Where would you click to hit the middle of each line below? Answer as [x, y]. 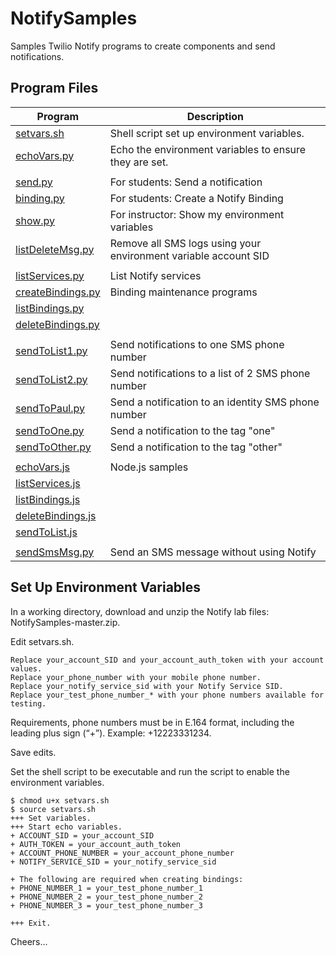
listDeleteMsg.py [55, 249]
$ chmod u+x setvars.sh [60, 800]
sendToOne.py [50, 430]
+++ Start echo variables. [66, 827]
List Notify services [155, 275]
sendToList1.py [51, 350]
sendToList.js [46, 532]
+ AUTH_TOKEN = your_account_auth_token [96, 844]
